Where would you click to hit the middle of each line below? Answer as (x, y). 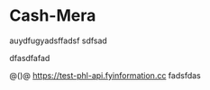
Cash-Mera (53, 16)
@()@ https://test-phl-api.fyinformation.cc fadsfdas (105, 75)
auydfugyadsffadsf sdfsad (59, 40)
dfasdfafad (30, 58)
